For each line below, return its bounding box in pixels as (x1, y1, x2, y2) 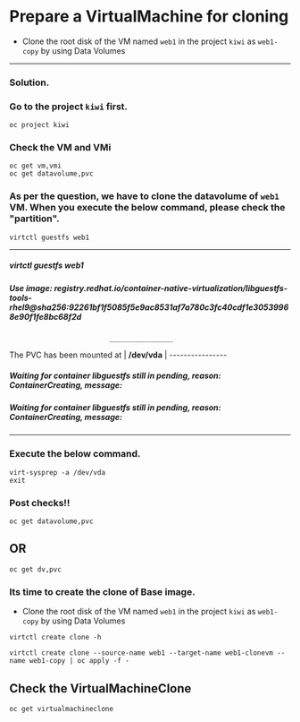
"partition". (9, 212, 60, 225)
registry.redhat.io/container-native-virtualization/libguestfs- (54, 282, 288, 293)
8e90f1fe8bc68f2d (9, 311, 82, 322)
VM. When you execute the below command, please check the (9, 202, 286, 214)
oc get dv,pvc (9, 564, 62, 574)
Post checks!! (9, 496, 71, 509)
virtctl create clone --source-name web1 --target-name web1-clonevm (9, 649, 274, 658)
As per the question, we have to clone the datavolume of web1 (9, 190, 279, 202)
